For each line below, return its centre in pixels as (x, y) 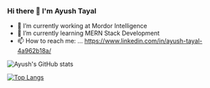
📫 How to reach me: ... (50, 41)
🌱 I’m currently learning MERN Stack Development (88, 33)
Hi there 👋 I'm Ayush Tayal (52, 11)
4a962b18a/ (34, 51)
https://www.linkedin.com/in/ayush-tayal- (144, 41)
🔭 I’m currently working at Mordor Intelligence (82, 26)
